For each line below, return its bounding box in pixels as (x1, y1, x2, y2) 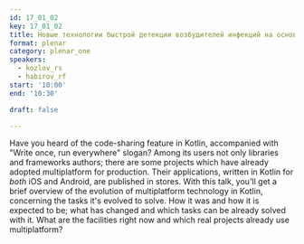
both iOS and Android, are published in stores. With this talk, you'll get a (9, 176, 278, 187)
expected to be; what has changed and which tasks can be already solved (9, 205, 287, 216)
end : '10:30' (9, 89, 59, 98)
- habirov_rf (17, 72, 67, 81)
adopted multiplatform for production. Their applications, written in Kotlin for (9, 166, 294, 177)
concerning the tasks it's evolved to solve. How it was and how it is (9, 195, 260, 206)
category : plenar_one (9, 47, 91, 56)
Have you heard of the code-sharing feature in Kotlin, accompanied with (9, 137, 279, 149)
